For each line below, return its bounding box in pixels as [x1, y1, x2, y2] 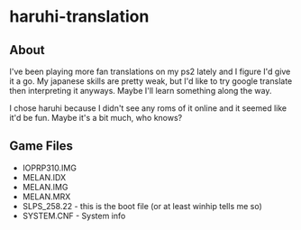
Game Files [9, 138, 74, 154]
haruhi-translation [9, 6, 150, 27]
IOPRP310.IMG [22, 162, 77, 173]
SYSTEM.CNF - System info [22, 210, 126, 221]
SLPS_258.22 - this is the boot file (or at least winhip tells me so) [22, 200, 263, 211]
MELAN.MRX [22, 191, 71, 202]
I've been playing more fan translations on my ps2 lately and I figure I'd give [9, 66, 291, 77]
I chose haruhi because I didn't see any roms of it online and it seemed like [9, 103, 287, 114]
